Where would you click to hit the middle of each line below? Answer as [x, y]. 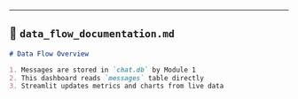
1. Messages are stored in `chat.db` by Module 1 [103, 70]
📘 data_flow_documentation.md [92, 33]
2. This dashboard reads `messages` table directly [106, 78]
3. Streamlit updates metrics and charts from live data [117, 86]
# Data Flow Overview [49, 54]
